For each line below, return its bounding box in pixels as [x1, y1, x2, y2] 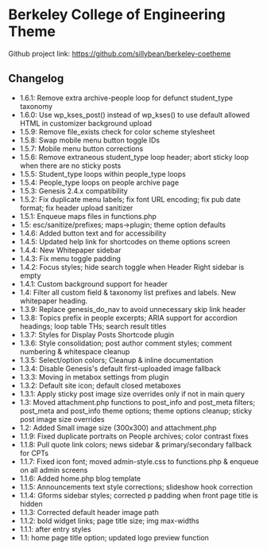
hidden [19, 499, 44, 509]
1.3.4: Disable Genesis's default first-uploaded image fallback [19, 364, 221, 373]
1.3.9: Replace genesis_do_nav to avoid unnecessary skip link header [19, 304, 246, 314]
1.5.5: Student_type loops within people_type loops [19, 169, 187, 178]
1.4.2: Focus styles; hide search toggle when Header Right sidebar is [19, 262, 245, 271]
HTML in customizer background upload [19, 118, 153, 128]
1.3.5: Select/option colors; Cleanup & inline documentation [19, 355, 214, 365]
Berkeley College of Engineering [8, 6, 226, 24]
